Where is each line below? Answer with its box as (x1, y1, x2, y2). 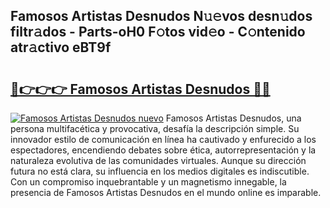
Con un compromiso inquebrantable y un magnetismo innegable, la (10, 176, 287, 188)
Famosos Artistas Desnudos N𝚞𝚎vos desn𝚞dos (10, 8, 313, 25)
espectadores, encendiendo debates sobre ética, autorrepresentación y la (10, 144, 317, 156)
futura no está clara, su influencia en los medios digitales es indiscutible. (10, 165, 310, 177)
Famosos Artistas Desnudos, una (165, 112, 302, 124)
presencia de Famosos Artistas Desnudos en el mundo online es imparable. (10, 187, 322, 198)
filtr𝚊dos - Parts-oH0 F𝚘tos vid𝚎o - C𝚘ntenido (10, 24, 306, 41)
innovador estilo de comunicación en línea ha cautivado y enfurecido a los (10, 134, 317, 145)
